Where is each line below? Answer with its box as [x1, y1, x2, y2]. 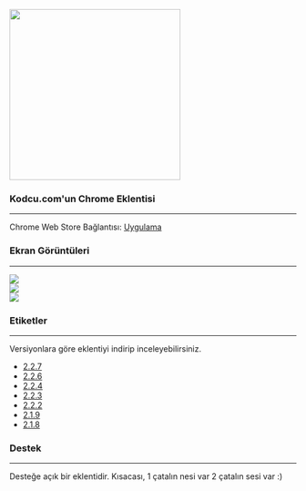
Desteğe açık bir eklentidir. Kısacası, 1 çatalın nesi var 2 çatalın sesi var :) [9, 471, 283, 482]
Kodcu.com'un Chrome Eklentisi [9, 192, 156, 205]
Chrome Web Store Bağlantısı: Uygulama [9, 221, 162, 232]
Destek [9, 442, 42, 455]
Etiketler [9, 314, 48, 327]
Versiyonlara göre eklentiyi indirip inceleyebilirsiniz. [9, 343, 202, 354]
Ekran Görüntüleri [9, 244, 90, 257]
